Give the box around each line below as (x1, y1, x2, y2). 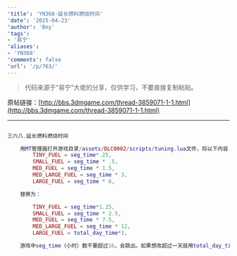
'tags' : (7, 30, 30, 37)
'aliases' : (7, 43, 39, 50)
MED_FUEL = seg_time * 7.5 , (32, 217, 115, 224)
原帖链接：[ (7, 98, 41, 106)
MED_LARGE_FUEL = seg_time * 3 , (32, 171, 128, 178)
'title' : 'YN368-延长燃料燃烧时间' (7, 10, 104, 18)
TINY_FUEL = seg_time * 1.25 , (32, 203, 115, 210)
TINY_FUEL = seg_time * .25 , (32, 152, 112, 159)
